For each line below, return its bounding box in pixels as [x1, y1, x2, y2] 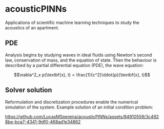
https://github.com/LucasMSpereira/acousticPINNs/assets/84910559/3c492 [5, 113, 159, 119]
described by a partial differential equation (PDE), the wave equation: [5, 62, 144, 68]
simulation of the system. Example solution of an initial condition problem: [5, 104, 153, 110]
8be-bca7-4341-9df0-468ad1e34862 [5, 119, 81, 125]
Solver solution [5, 86, 52, 94]
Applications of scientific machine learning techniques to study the [5, 20, 140, 25]
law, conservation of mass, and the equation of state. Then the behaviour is [5, 57, 157, 63]
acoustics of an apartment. [5, 24, 60, 30]
